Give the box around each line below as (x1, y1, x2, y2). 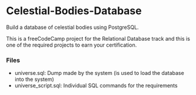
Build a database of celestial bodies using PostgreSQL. (6, 24, 139, 31)
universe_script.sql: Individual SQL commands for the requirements (14, 82, 178, 89)
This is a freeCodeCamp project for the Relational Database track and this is (6, 35, 190, 42)
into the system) (14, 76, 54, 83)
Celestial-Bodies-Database (6, 4, 142, 18)
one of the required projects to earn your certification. (6, 41, 137, 48)
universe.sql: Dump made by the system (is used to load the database (14, 70, 184, 77)
